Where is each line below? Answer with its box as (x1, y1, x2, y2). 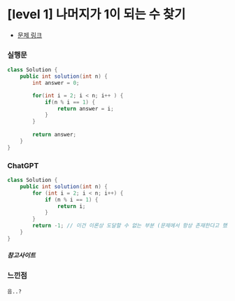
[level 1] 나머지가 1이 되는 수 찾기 (7, 6, 186, 22)
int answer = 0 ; (32, 79, 80, 86)
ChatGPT (7, 160, 39, 170)
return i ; (57, 202, 86, 210)
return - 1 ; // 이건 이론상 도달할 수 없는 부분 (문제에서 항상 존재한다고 (32, 222, 220, 230)
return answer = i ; (57, 105, 114, 112)
